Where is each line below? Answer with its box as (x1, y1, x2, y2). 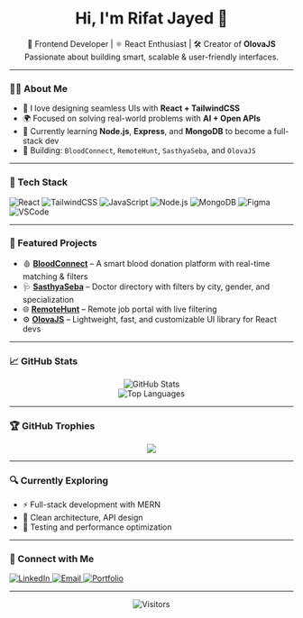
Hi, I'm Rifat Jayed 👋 (75, 8, 228, 29)
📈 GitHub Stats (9, 355, 78, 368)
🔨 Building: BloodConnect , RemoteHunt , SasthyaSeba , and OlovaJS (22, 145, 256, 156)
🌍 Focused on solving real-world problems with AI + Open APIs (22, 113, 262, 124)
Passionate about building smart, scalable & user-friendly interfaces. (23, 51, 280, 62)
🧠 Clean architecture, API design (22, 512, 143, 523)
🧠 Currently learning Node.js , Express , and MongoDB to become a (22, 126, 272, 137)
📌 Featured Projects (9, 237, 97, 250)
